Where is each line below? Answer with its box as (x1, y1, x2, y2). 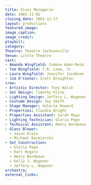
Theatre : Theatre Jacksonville (5, 48, 69, 53)
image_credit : (5, 35, 34, 40)
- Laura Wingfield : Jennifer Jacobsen (5, 72, 84, 76)
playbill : (5, 39, 25, 44)
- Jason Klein (9, 131, 38, 136)
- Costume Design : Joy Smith (5, 99, 65, 104)
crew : (5, 80, 16, 85)
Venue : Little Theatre (5, 53, 51, 58)
